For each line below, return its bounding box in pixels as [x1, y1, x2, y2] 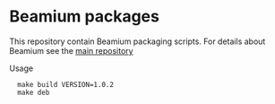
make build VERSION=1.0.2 [17, 80, 115, 89]
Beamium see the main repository [9, 45, 133, 56]
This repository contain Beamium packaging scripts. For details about [9, 36, 266, 47]
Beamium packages [9, 6, 159, 27]
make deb [17, 88, 50, 97]
